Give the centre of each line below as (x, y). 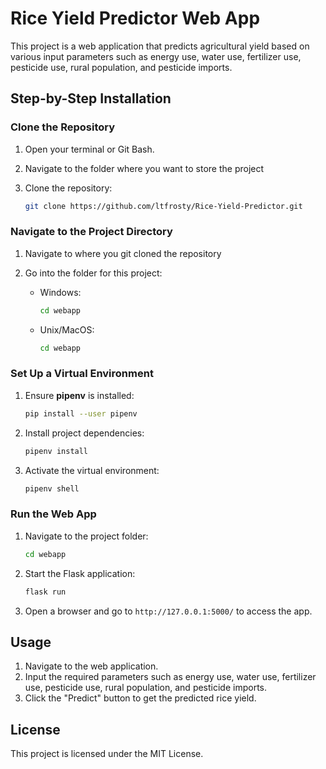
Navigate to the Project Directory (91, 232)
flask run (45, 592)
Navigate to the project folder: (86, 536)
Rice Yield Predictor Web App (135, 18)
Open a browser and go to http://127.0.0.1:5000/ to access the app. (168, 611)
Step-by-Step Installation (91, 98)
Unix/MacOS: (67, 329)
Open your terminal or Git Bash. (89, 149)
